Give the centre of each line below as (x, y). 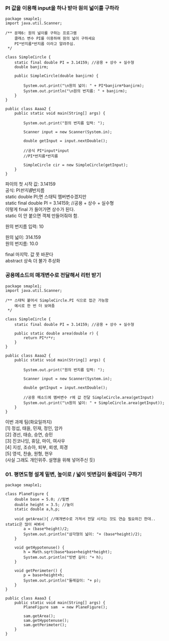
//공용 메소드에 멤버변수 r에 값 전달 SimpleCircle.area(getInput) (89, 397)
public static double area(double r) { (57, 333)
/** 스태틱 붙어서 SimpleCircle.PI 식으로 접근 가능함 (57, 300)
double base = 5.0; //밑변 (42, 499)
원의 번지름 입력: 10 (25, 226)
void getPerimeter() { (38, 570)
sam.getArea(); (40, 616)
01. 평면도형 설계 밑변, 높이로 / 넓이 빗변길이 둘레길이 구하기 (74, 474)
